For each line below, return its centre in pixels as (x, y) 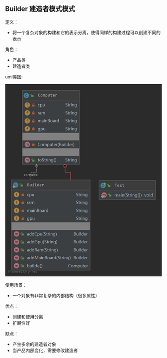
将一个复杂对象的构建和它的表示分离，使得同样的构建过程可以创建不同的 (86, 32)
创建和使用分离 (28, 317)
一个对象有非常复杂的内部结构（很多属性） (56, 295)
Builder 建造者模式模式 (40, 9)
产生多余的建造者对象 (34, 344)
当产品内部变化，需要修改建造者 (45, 350)
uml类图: (14, 77)
